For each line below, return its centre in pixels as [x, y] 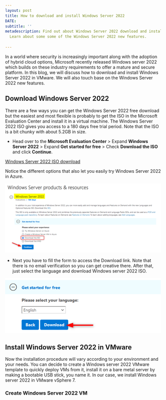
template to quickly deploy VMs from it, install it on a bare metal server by [80, 369]
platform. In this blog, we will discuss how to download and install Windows [82, 72]
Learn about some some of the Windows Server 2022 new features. [78, 37]
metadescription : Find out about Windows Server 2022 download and [76, 32]
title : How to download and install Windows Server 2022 [65, 16]
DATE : [11, 21]
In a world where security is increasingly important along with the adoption [81, 57]
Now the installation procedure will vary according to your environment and [82, 359]
